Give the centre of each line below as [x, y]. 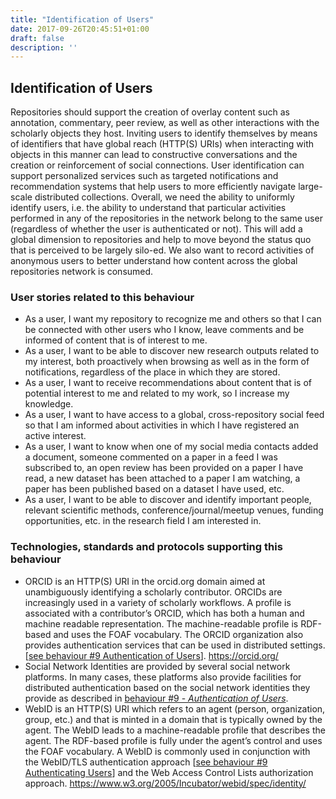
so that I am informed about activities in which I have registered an [162, 425]
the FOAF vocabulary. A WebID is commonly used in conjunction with [167, 751]
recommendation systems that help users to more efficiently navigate [153, 187]
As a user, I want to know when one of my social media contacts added [171, 447]
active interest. [55, 436]
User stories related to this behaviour [102, 297]
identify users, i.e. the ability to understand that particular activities [148, 208]
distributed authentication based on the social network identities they [167, 687]
